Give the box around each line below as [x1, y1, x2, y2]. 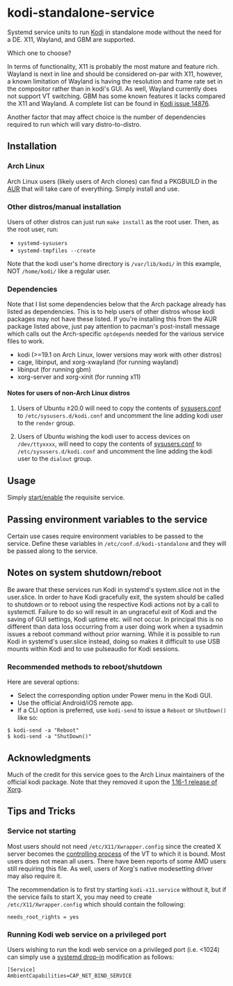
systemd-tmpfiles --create [17, 247, 96, 254]
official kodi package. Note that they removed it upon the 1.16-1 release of [7, 778, 218, 786]
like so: [17, 714, 38, 722]
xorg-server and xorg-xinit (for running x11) [17, 373, 141, 381]
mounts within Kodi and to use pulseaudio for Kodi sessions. [7, 644, 180, 652]
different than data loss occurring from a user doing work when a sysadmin [7, 622, 224, 631]
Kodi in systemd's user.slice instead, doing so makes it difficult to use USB [7, 637, 220, 645]
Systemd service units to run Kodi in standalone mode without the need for [7, 28, 222, 36]
